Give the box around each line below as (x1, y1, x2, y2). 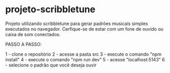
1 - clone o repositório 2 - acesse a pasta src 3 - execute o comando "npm (5, 51, 162, 57)
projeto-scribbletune (5, 4, 96, 15)
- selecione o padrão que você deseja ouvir (5, 62, 97, 68)
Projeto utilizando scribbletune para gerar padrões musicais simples (5, 20, 148, 27)
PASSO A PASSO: (5, 41, 42, 47)
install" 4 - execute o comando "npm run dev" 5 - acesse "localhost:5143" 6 (5, 56, 165, 62)
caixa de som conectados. (5, 31, 61, 37)
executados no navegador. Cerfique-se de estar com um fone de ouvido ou (5, 26, 164, 32)
